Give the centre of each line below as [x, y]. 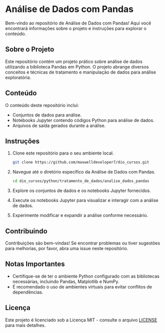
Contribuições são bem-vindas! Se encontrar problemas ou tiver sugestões [83, 243]
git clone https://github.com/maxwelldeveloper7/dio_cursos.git [81, 162]
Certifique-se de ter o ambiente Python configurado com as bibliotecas [86, 276]
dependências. [28, 292]
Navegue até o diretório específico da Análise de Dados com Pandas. [84, 172]
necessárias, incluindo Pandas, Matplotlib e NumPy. [66, 281]
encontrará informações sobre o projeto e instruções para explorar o [76, 28]
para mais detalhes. [25, 325]
